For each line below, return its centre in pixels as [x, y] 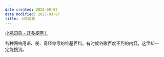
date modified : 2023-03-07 [32, 14]
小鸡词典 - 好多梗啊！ [27, 33]
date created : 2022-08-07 [31, 9]
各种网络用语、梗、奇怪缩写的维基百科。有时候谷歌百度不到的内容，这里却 [80, 43]
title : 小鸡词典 [20, 19]
